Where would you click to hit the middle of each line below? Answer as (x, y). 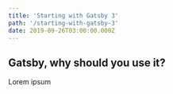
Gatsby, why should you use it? (87, 63)
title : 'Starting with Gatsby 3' (63, 16)
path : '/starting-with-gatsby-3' (63, 23)
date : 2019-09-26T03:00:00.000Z (62, 30)
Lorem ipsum (30, 82)
